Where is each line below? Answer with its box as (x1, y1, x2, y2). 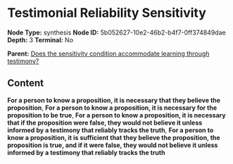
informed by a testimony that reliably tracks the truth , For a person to (7, 125, 214, 134)
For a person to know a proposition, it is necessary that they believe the (7, 96, 220, 104)
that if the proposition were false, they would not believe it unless (7, 118, 203, 127)
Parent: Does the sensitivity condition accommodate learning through (7, 49, 210, 58)
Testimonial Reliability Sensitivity (7, 5, 206, 21)
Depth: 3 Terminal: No (7, 35, 74, 44)
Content (7, 77, 44, 89)
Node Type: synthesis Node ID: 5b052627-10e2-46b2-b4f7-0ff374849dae (7, 28, 227, 37)
